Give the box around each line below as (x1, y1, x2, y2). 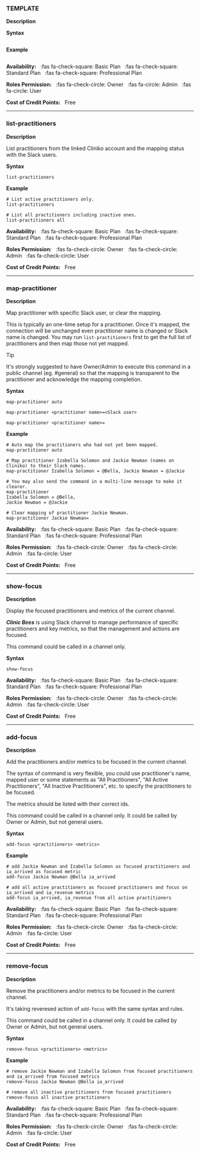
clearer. (6, 483, 28, 490)
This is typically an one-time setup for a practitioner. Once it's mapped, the (6, 321, 190, 328)
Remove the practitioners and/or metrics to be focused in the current (6, 987, 175, 994)
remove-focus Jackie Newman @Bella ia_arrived (6, 1078, 124, 1085)
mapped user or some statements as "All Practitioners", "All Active (6, 776, 168, 783)
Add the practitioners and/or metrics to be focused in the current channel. (6, 758, 187, 765)
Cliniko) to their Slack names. (6, 462, 86, 469)
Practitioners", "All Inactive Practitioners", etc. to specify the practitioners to (6, 782, 192, 790)
